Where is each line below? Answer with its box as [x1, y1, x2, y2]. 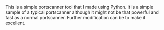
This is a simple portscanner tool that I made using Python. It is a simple [5, 4, 154, 10]
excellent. [5, 20, 26, 26]
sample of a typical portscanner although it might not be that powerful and [5, 9, 159, 15]
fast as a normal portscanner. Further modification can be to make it [5, 15, 146, 20]
